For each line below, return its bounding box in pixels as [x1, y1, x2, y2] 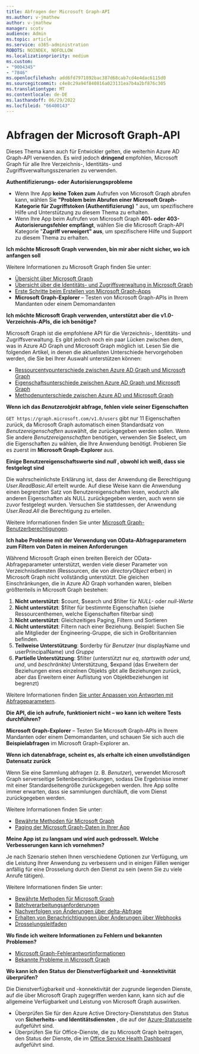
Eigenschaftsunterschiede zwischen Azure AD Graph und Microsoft [14, 379, 181, 387]
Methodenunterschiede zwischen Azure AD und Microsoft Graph [14, 392, 174, 399]
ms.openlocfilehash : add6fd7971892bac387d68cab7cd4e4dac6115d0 [6, 75, 166, 81]
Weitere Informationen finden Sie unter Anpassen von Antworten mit [6, 691, 173, 699]
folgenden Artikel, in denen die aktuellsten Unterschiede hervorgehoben [6, 349, 183, 356]
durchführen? [6, 716, 42, 723]
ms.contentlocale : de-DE [6, 92, 68, 98]
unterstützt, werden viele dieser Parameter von [52, 561, 168, 568]
